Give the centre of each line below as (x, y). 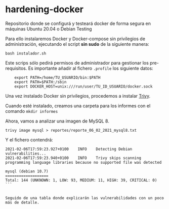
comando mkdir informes (32, 111)
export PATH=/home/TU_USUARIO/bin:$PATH (57, 77)
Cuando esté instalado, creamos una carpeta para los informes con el (78, 106)
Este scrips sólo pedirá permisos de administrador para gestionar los (77, 63)
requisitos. (16, 68)
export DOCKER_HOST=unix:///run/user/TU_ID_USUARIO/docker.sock (83, 86)
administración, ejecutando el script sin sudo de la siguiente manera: (77, 44)
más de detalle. (22, 202)
